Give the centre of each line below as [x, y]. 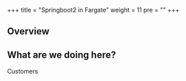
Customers [23, 71]
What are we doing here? [62, 55]
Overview [28, 31]
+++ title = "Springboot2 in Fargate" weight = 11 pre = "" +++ [93, 10]
